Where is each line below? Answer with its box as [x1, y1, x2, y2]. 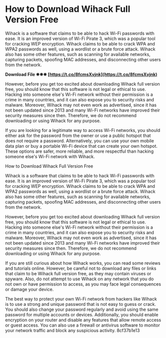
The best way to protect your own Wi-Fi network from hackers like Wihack [5, 296, 157, 302]
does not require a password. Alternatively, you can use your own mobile [5, 137, 155, 144]
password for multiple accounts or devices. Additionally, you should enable [5, 311, 159, 317]
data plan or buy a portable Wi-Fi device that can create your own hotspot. [5, 143, 158, 149]
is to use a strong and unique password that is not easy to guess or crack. [5, 301, 156, 307]
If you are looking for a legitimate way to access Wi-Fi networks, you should [5, 127, 160, 133]
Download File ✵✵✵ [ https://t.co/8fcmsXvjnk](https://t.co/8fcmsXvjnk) [5, 71, 158, 77]
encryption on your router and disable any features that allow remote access [5, 317, 162, 323]
